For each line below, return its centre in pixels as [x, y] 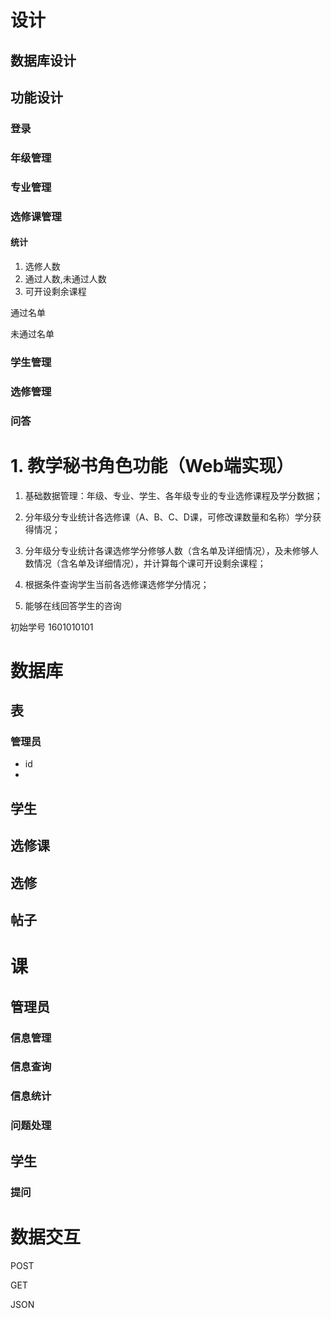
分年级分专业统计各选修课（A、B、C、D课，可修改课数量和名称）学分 [168, 517]
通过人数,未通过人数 [65, 278]
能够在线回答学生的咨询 [73, 605]
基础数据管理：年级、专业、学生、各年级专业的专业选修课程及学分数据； [173, 495]
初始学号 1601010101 [52, 627]
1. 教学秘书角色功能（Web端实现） [152, 465]
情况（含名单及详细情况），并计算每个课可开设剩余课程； [150, 563]
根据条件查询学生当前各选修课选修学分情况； [117, 584]
